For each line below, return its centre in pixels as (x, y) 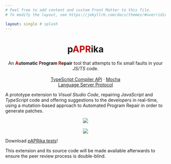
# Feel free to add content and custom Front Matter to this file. (78, 10)
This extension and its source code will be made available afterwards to (80, 151)
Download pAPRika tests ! (32, 141)
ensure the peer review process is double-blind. (55, 156)
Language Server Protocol (85, 85)
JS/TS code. (85, 69)
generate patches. (24, 111)
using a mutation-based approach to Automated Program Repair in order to (84, 105)
